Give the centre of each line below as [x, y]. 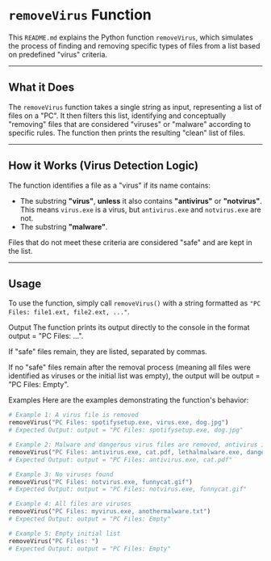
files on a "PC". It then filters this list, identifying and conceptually [117, 116]
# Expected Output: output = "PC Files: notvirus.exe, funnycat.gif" [128, 489]
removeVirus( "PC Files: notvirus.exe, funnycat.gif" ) [101, 482]
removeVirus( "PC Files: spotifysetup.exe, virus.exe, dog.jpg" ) [119, 423]
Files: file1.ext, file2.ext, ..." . [69, 312]
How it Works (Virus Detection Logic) [104, 166]
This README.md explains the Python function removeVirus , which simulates [131, 37]
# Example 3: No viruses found [61, 475]
